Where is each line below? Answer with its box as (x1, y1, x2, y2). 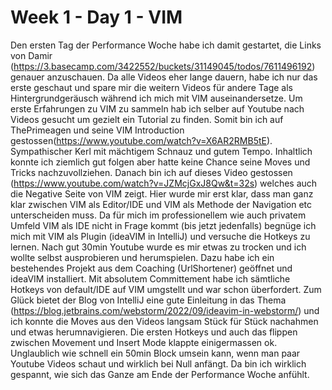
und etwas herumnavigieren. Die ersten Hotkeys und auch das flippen (10, 326, 298, 338)
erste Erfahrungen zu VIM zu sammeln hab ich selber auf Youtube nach (10, 102, 305, 115)
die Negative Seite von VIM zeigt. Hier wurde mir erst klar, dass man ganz (10, 187, 314, 200)
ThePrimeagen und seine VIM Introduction (10, 124, 185, 136)
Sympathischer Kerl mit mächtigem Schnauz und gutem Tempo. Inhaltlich (10, 145, 313, 157)
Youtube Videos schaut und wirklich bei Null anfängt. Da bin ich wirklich (10, 357, 307, 370)
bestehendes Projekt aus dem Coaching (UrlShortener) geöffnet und (10, 262, 293, 274)
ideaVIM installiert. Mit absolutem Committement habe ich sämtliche (10, 272, 291, 285)
